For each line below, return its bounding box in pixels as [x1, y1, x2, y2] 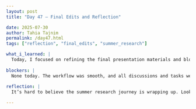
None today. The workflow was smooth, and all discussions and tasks [11, 73, 184, 79]
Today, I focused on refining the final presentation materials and [11, 57, 181, 62]
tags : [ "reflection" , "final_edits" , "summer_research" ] [6, 41, 148, 47]
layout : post [6, 8, 38, 15]
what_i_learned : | [6, 51, 51, 57]
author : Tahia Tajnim [6, 30, 59, 36]
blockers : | [6, 68, 35, 73]
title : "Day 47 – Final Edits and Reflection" [6, 14, 121, 20]
